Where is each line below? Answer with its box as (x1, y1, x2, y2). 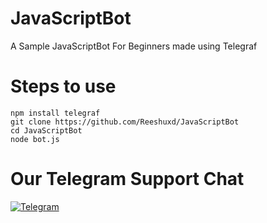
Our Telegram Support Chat (10, 168, 245, 191)
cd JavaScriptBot (10, 125, 83, 136)
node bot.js (10, 134, 60, 144)
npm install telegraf (10, 108, 101, 118)
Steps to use (10, 75, 117, 98)
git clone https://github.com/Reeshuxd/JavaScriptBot (10, 117, 240, 127)
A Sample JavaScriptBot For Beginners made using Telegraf (10, 40, 258, 52)
